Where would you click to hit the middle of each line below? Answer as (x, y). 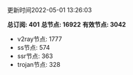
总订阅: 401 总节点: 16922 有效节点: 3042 (66, 25)
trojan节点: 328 (39, 64)
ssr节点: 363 (35, 56)
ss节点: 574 (33, 47)
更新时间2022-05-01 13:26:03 (50, 10)
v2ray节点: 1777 (39, 39)
